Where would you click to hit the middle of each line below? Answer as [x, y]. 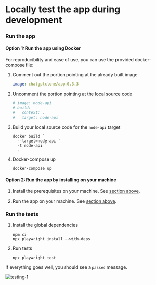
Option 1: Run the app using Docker [43, 48]
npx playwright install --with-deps [51, 239]
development [34, 20]
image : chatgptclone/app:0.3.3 [46, 84]
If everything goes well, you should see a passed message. [66, 267]
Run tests [23, 248]
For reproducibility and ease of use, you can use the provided [70, 60]
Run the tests [22, 214]
